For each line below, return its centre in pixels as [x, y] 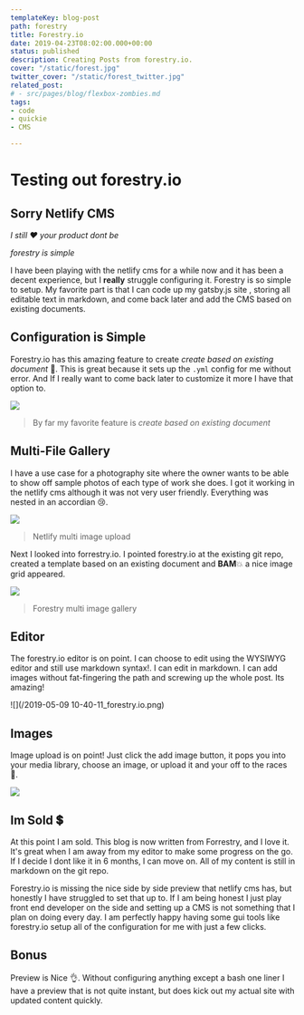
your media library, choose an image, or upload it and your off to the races [149, 765]
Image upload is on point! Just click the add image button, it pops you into [148, 755]
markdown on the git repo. [60, 871]
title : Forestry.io [47, 34]
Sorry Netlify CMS [63, 213]
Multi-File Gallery [61, 451]
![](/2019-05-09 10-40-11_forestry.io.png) [88, 705]
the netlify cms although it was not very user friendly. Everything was [140, 492]
